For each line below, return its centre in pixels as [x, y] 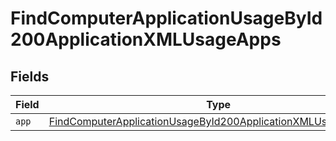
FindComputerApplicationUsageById [166, 18]
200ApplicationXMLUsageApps [146, 39]
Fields [30, 76]
